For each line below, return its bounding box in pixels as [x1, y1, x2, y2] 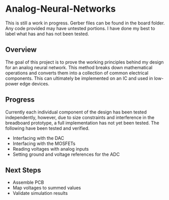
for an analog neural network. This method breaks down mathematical [5, 64, 153, 70]
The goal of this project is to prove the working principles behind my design [5, 59, 164, 65]
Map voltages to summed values [12, 185, 81, 191]
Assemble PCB [12, 179, 44, 186]
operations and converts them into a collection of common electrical [5, 70, 149, 76]
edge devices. [19, 80, 50, 87]
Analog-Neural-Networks [5, 3, 116, 15]
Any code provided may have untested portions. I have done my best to [5, 25, 155, 31]
